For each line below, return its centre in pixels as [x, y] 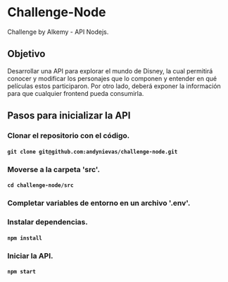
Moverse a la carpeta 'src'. [54, 169]
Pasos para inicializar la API [69, 116]
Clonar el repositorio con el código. [69, 136]
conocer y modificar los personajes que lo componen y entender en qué [112, 78]
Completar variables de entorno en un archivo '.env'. [99, 203]
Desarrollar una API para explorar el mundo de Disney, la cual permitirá [110, 70]
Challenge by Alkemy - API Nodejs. [58, 32]
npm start [22, 272]
